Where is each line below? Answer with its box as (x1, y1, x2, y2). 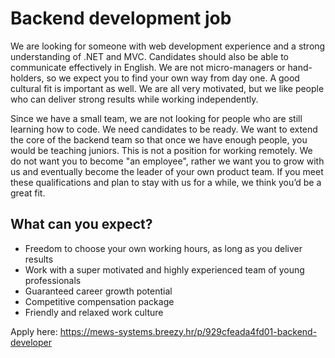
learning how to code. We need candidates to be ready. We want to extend (10, 123, 318, 135)
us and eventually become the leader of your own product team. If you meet (10, 165, 324, 177)
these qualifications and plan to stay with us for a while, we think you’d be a (10, 176, 322, 188)
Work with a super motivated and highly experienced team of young (24, 263, 305, 276)
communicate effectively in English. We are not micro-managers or (10, 61, 286, 73)
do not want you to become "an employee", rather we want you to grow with (10, 155, 325, 167)
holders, (10, 72, 45, 84)
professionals (24, 274, 82, 286)
